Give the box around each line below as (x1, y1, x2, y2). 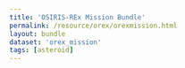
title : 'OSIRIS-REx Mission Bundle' (9, 12, 146, 22)
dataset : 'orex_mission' (9, 37, 102, 47)
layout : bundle (9, 29, 66, 38)
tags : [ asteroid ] (9, 46, 74, 55)
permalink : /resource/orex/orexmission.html (9, 21, 178, 30)
